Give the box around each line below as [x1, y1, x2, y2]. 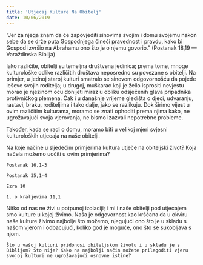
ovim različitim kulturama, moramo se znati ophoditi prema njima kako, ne [6, 107, 190, 115]
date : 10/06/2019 [6, 15, 50, 21]
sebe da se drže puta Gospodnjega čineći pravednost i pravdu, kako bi [6, 38, 183, 45]
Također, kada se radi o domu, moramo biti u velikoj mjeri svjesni [6, 126, 168, 133]
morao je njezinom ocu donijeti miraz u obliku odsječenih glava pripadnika [6, 88, 191, 95]
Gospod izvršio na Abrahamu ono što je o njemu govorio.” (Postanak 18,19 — [6, 44, 197, 52]
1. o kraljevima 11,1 [6, 193, 61, 200]
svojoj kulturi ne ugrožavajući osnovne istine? [6, 252, 131, 258]
